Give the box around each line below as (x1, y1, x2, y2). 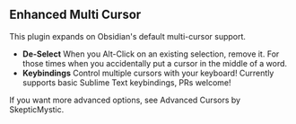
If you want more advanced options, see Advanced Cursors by (9, 94, 240, 105)
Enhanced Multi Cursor (9, 7, 142, 22)
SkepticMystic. (9, 103, 65, 115)
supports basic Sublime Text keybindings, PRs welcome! (22, 76, 231, 88)
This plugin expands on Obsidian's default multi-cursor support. (9, 31, 247, 41)
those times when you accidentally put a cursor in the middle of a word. (22, 58, 288, 68)
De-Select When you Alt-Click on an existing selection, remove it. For (22, 49, 280, 59)
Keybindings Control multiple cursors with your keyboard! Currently (22, 67, 274, 78)
